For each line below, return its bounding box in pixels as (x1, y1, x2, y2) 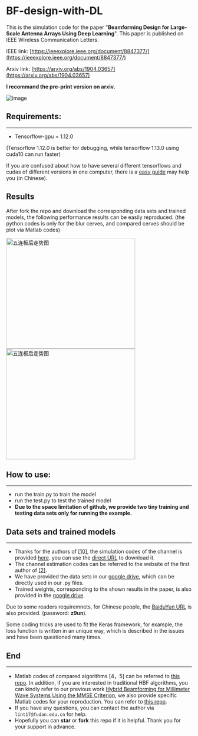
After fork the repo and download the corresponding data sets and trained (6, 207, 186, 214)
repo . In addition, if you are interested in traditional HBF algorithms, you (14, 679, 189, 686)
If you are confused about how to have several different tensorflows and (6, 162, 181, 169)
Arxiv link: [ (6, 65, 34, 72)
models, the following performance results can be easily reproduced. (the (6, 214, 185, 221)
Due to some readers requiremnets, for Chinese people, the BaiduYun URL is (6, 603, 192, 610)
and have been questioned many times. (6, 633, 102, 641)
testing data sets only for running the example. (14, 509, 133, 517)
